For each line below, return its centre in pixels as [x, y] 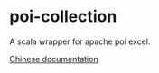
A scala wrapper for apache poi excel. [80, 41]
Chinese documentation [54, 59]
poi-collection [63, 17]
